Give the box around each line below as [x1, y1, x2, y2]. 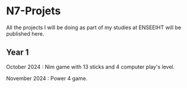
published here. [6, 30, 45, 37]
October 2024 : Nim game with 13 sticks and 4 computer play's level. [6, 63, 175, 70]
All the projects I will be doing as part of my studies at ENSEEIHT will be [6, 24, 182, 31]
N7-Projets [6, 4, 61, 18]
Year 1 [6, 48, 29, 58]
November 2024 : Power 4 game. [6, 74, 88, 81]
